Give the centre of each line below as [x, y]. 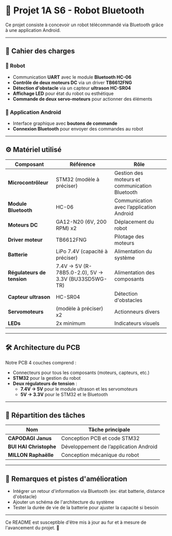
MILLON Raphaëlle [31, 455]
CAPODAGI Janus [30, 438]
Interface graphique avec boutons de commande [65, 123]
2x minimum [71, 323]
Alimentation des [135, 272]
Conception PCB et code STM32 [100, 438]
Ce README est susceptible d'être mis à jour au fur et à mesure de [76, 522]
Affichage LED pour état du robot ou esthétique [63, 93]
